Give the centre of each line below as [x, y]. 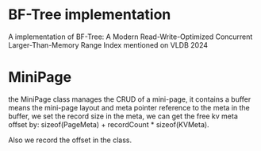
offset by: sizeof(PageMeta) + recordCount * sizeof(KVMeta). [109, 124]
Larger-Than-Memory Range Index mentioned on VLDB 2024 [108, 45]
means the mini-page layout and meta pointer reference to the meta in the [129, 107]
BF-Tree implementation [90, 15]
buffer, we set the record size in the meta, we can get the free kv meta [123, 116]
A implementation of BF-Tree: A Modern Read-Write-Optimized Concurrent [130, 37]
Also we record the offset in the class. [70, 140]
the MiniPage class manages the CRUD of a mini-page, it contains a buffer [130, 99]
